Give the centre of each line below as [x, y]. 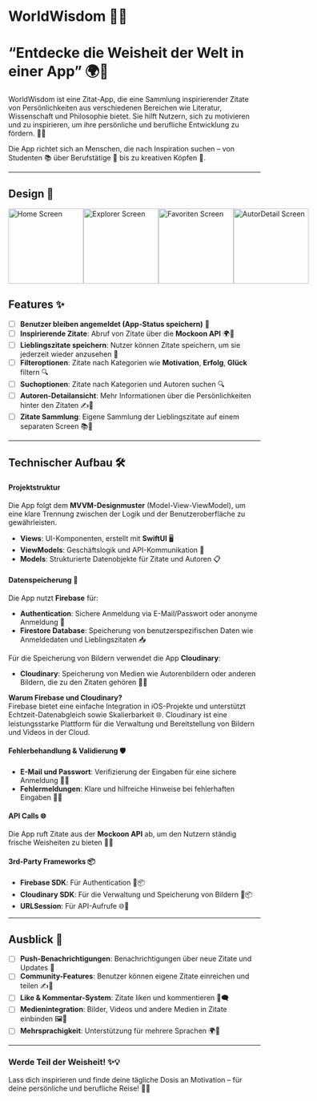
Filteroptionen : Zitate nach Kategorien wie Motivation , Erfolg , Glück [134, 362]
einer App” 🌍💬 [59, 72]
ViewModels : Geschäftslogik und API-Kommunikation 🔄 [112, 550]
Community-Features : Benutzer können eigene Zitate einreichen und [134, 976]
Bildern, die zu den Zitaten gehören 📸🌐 [84, 682]
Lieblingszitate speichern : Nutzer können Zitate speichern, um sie [130, 345]
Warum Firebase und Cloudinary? [65, 697]
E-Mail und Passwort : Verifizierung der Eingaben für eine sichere [128, 772]
